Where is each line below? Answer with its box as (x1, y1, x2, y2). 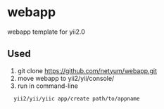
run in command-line (17, 82, 79, 90)
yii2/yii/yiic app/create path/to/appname (13, 95, 140, 102)
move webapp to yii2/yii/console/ (17, 74, 115, 82)
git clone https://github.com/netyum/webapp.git (17, 66, 157, 75)
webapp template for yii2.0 (7, 27, 86, 36)
